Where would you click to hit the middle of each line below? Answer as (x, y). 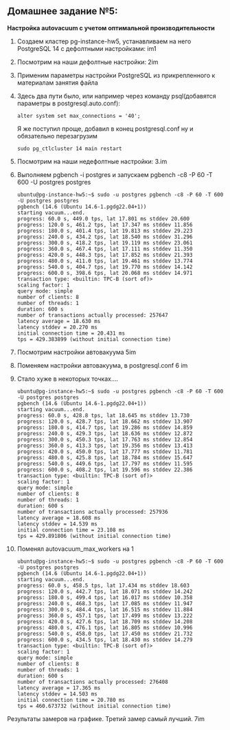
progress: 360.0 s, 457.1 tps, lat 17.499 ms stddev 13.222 (105, 616)
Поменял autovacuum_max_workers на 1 (75, 549)
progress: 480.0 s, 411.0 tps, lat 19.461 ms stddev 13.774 (105, 261)
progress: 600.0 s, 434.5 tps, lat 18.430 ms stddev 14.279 (105, 640)
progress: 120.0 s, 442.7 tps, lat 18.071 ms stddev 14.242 (105, 592)
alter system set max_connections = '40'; (79, 116)
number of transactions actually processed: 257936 (92, 512)
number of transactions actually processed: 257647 (92, 315)
